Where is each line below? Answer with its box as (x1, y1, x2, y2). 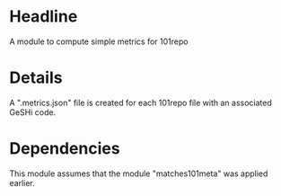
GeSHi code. (9, 106, 57, 118)
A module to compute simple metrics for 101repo (9, 36, 189, 47)
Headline (9, 6, 78, 27)
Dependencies (9, 138, 120, 159)
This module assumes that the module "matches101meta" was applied (9, 168, 268, 179)
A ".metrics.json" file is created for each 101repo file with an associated (9, 97, 272, 108)
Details (9, 67, 63, 88)
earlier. (9, 177, 36, 188)
